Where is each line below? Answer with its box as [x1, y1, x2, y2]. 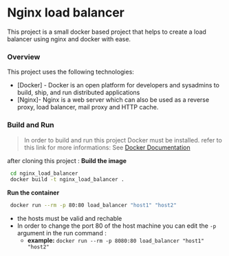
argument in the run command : [17, 229, 107, 237]
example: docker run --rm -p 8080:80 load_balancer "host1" [27, 236, 204, 245]
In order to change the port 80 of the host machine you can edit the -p [17, 222, 217, 230]
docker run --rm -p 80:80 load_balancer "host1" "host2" [10, 202, 177, 209]
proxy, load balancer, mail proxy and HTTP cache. [17, 103, 159, 111]
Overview [7, 52, 41, 61]
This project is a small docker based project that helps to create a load [7, 28, 206, 36]
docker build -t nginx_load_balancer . [10, 176, 125, 183]
